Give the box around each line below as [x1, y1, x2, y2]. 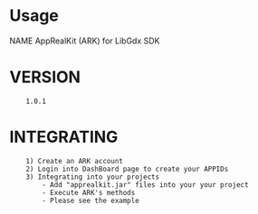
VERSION [9, 67, 81, 88]
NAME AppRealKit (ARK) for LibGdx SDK [9, 35, 160, 46]
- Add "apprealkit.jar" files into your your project [42, 180, 249, 190]
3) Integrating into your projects [25, 172, 160, 181]
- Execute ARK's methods [42, 188, 136, 197]
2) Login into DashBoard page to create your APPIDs [25, 164, 229, 173]
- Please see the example [42, 196, 140, 205]
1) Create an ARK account [25, 156, 124, 165]
